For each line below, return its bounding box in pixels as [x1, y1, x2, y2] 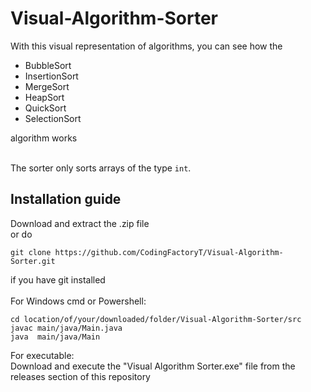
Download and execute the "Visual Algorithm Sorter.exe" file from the [10, 360, 296, 372]
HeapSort [24, 91, 65, 103]
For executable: [10, 349, 75, 361]
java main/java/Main [10, 332, 101, 342]
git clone [10, 247, 52, 257]
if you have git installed [10, 273, 106, 286]
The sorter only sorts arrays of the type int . [10, 162, 192, 174]
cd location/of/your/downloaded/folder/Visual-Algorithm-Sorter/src [10, 314, 302, 324]
